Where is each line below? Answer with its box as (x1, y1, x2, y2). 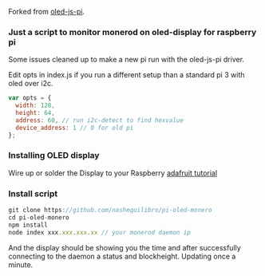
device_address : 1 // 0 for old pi (15, 124, 134, 132)
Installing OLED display (8, 150, 100, 161)
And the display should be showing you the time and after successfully (8, 242, 241, 252)
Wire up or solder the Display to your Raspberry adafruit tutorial (8, 168, 218, 178)
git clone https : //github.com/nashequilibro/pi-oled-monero (8, 207, 213, 215)
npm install (8, 221, 48, 229)
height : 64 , (15, 109, 56, 117)
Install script (8, 187, 58, 199)
